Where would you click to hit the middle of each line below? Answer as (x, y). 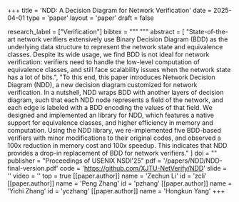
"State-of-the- (207, 32)
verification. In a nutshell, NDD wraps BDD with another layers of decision (116, 92)
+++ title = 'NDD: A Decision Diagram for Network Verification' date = (110, 10)
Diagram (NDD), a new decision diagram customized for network (102, 85)
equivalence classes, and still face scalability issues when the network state (119, 70)
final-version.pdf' (33, 168)
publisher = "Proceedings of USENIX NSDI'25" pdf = (85, 161)
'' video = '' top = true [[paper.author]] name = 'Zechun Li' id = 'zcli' (107, 176)
